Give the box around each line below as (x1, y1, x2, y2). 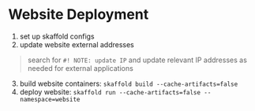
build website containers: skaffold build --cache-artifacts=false (19, 79, 238, 88)
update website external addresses (19, 39, 134, 49)
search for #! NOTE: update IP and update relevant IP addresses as (27, 55, 247, 65)
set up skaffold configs (19, 31, 95, 41)
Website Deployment (8, 6, 149, 24)
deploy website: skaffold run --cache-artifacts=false (19, 87, 201, 96)
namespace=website (19, 95, 81, 103)
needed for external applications (27, 63, 134, 72)
